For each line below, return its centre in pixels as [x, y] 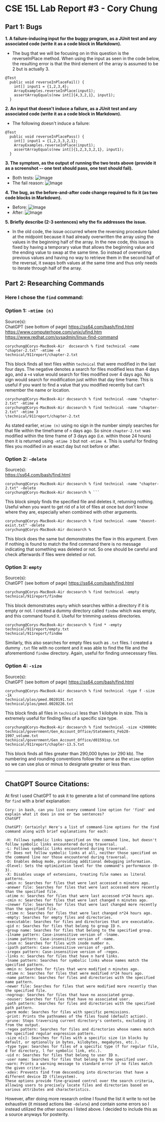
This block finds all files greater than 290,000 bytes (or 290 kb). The [74, 753]
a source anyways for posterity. [37, 1115]
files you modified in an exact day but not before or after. [63, 446]
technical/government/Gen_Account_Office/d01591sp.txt [62, 740]
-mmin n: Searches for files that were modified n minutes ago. [72, 969]
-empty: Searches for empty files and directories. [59, 917]
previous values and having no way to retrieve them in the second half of [86, 258]
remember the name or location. [38, 390]
